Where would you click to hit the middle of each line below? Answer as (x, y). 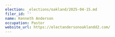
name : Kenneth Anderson (29, 18)
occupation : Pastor (25, 23)
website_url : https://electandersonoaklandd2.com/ (58, 27)
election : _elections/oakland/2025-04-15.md (51, 9)
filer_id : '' (18, 14)
